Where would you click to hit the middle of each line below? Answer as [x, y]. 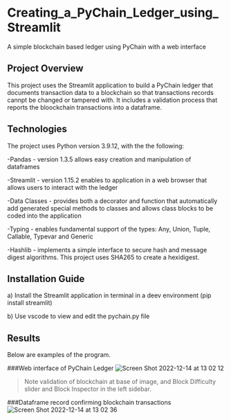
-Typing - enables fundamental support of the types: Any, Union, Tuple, [109, 229]
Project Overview [45, 68]
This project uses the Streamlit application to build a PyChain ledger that [110, 85]
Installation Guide [46, 279]
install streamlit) [30, 303]
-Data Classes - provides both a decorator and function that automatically [112, 201]
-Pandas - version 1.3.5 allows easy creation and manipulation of [99, 159]
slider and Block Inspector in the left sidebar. [88, 389]
